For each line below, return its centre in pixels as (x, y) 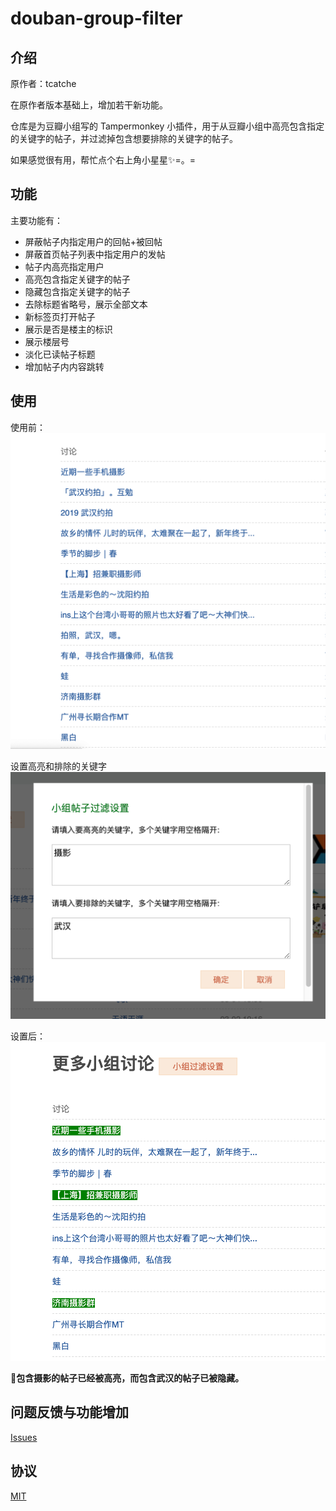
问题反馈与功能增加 (69, 1412)
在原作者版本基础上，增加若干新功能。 (89, 105)
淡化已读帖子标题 (60, 354)
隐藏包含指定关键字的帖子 (77, 291)
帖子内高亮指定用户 (64, 266)
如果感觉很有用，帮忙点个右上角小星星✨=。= (103, 160)
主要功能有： (36, 220)
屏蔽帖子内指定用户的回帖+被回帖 (93, 241)
